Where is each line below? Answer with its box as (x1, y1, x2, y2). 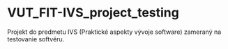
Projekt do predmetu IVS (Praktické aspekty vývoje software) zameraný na (7, 28, 222, 36)
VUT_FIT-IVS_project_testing (7, 5, 179, 21)
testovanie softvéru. (7, 35, 65, 43)
